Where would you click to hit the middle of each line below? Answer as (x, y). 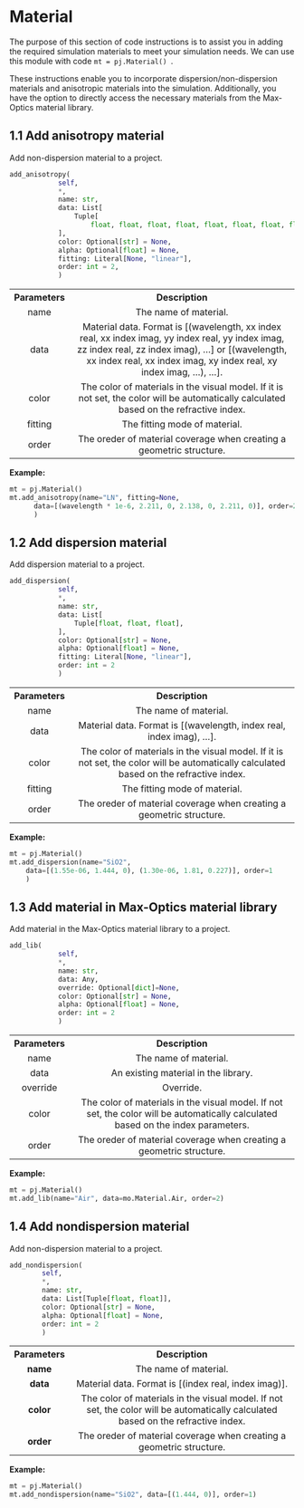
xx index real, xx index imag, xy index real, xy (182, 361)
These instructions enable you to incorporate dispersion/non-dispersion (143, 78)
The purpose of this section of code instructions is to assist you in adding (146, 42)
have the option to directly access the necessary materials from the (135, 98)
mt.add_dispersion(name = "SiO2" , (70, 862)
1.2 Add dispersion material (88, 543)
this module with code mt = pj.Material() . (91, 61)
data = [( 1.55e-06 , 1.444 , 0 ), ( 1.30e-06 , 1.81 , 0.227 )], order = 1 (149, 870)
